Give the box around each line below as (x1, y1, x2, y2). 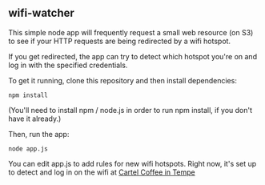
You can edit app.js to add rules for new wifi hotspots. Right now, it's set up (8, 159, 257, 168)
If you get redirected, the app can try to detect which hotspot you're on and (8, 51, 258, 61)
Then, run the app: (8, 129, 70, 139)
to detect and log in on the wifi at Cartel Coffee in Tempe (8, 167, 195, 177)
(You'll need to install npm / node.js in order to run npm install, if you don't (8, 105, 253, 115)
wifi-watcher (8, 6, 74, 20)
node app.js (8, 144, 48, 153)
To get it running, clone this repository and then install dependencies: (8, 75, 238, 85)
